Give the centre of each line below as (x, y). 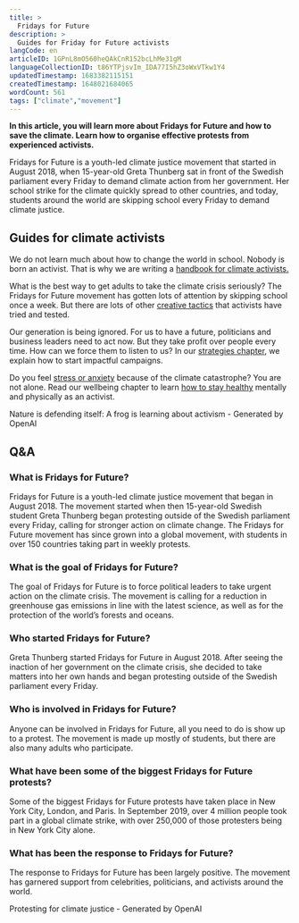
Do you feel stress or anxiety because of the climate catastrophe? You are (145, 378)
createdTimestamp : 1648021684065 (71, 84)
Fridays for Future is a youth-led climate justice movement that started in (143, 163)
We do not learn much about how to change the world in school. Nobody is (147, 259)
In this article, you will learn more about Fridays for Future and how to (141, 126)
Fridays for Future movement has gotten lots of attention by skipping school (149, 296)
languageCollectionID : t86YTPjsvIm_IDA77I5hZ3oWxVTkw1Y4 (117, 68)
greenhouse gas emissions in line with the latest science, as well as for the (146, 606)
